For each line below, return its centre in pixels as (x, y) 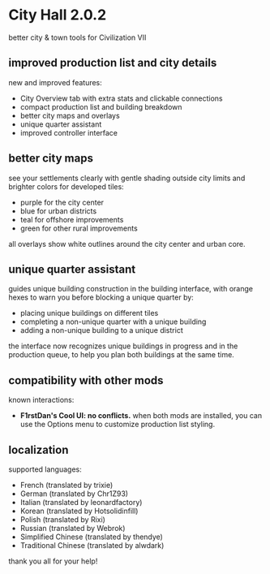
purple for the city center (62, 202)
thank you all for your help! (53, 561)
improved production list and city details (113, 63)
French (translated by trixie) (66, 485)
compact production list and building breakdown (101, 106)
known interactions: (41, 400)
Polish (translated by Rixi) (62, 520)
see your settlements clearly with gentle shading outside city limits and (127, 178)
